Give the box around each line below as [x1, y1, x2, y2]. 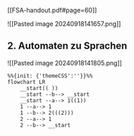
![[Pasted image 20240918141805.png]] [7, 58, 122, 67]
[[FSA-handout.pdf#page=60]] [7, 6, 97, 14]
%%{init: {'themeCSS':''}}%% [7, 72, 93, 80]
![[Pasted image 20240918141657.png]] [7, 20, 121, 27]
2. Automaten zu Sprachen [7, 40, 128, 52]
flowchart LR [7, 78, 46, 85]
